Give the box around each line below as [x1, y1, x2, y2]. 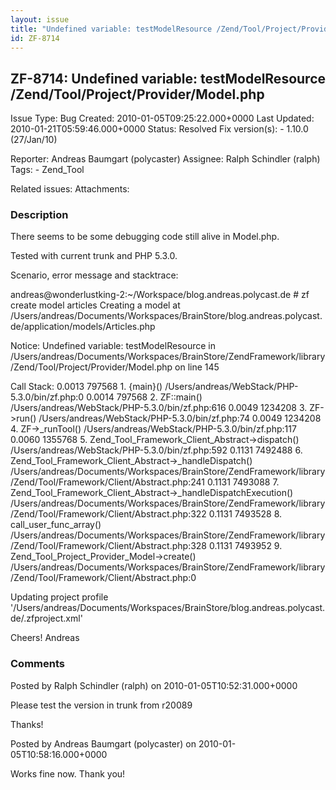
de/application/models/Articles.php [10, 321, 156, 333]
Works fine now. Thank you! [10, 767, 126, 780]
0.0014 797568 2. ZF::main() [86, 391, 203, 403]
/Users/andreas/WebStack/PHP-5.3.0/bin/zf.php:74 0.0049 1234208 [38, 412, 322, 425]
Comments [10, 657, 65, 671]
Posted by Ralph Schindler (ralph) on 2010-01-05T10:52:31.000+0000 [10, 679, 298, 691]
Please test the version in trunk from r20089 [10, 699, 193, 711]
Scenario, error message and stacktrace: [10, 269, 179, 281]
